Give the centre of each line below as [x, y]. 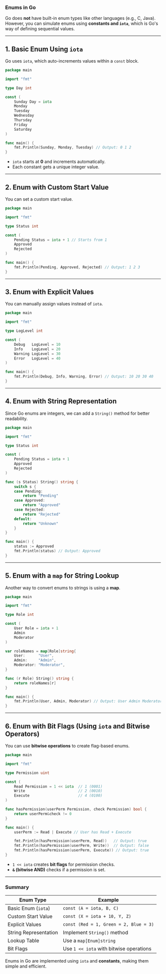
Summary [17, 887]
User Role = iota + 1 [36, 628]
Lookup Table [23, 941]
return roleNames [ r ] [35, 683]
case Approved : [30, 501]
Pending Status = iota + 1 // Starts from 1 [61, 240]
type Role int [20, 615]
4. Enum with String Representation [61, 401]
